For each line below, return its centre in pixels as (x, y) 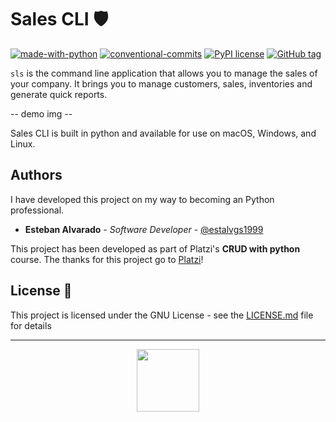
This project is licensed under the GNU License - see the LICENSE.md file (162, 315)
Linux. (23, 143)
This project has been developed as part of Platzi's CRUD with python (155, 248)
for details (31, 325)
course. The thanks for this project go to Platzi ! (107, 259)
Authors (36, 175)
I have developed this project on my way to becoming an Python (142, 199)
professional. (37, 210)
